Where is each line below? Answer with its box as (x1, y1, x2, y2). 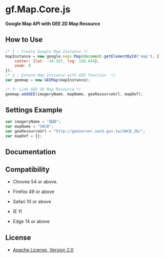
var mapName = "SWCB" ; (5, 124, 54, 129)
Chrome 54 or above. (12, 179, 58, 185)
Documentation (5, 147, 56, 157)
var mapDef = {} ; (5, 134, 43, 139)
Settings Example (5, 106, 63, 115)
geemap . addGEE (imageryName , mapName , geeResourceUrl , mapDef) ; (5, 91, 143, 97)
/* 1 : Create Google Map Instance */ (5, 49, 88, 54)
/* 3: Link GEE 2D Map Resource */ (5, 87, 81, 92)
